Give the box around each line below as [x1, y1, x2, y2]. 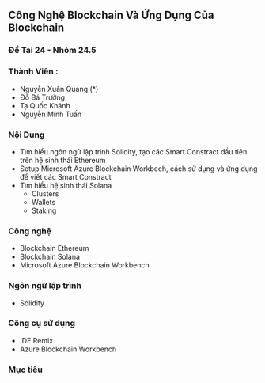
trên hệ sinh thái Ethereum [19, 155, 106, 165]
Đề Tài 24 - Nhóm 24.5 [8, 45, 97, 56]
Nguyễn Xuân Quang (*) [19, 84, 99, 93]
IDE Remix [19, 336, 54, 345]
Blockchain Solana [19, 252, 81, 262]
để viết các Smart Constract [19, 172, 112, 181]
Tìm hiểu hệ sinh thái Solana [19, 180, 112, 190]
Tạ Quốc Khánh [19, 100, 71, 110]
